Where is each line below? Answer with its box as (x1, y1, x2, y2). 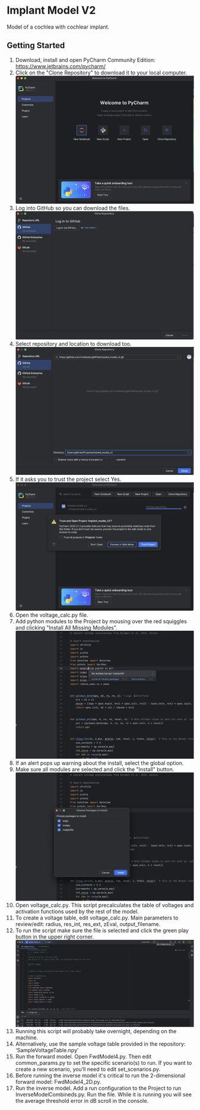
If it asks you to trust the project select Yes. (15, 476, 122, 483)
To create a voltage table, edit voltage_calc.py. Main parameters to (15, 914, 179, 921)
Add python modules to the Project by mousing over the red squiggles (15, 617, 188, 625)
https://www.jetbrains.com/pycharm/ (15, 62, 106, 70)
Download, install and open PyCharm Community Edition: (15, 56, 156, 63)
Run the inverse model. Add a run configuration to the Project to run (15, 1084, 182, 1092)
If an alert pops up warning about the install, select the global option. (15, 759, 184, 767)
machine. (15, 1034, 39, 1042)
